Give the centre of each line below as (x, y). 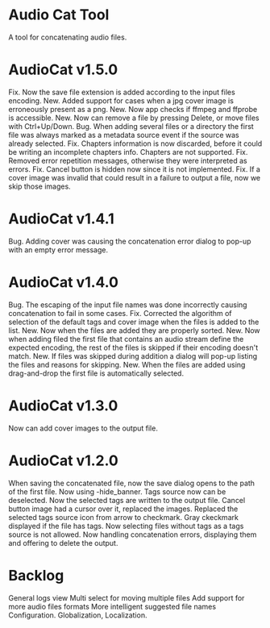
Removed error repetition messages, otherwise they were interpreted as (128, 160)
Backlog (36, 575)
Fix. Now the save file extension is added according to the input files (122, 92)
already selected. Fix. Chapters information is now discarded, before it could (135, 143)
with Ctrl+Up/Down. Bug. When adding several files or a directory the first (131, 126)
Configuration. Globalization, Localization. (78, 615)
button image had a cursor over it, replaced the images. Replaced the (123, 509)
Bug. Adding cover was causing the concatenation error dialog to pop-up (130, 241)
